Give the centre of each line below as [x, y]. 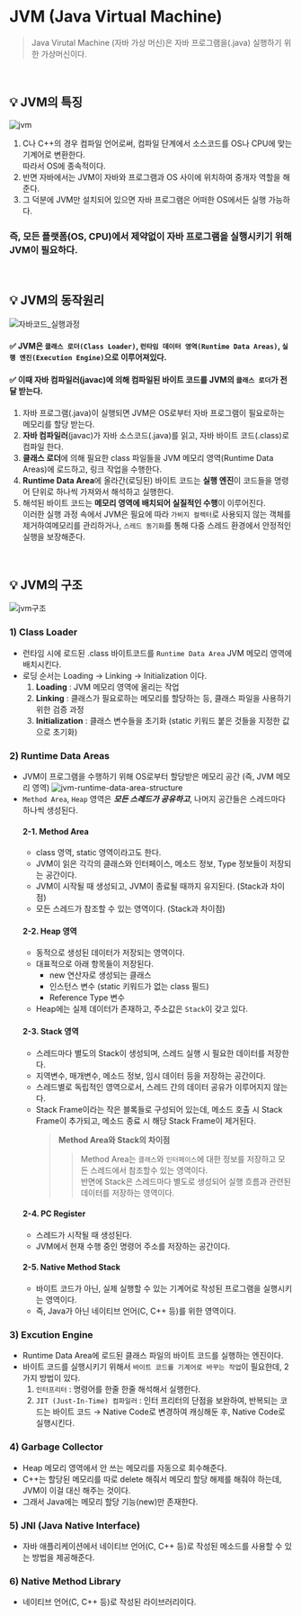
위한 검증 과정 [60, 709]
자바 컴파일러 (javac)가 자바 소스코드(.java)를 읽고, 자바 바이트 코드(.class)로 [156, 435]
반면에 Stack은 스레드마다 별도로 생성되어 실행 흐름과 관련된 [186, 1181]
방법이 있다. [60, 1378]
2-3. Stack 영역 [50, 1032]
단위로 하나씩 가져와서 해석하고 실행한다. [103, 492]
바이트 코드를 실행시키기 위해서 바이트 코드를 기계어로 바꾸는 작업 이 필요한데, [152, 1367]
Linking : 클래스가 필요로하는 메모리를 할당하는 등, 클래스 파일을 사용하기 [164, 698]
